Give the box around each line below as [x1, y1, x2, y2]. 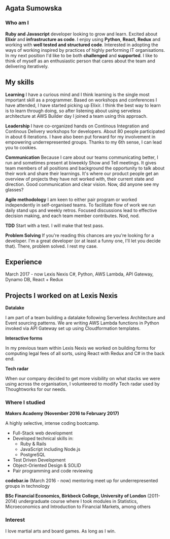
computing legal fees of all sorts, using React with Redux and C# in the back [5, 350, 165, 357]
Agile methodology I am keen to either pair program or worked [5, 196, 137, 203]
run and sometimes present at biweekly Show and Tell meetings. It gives [5, 159, 156, 165]
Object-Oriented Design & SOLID [12, 462, 81, 468]
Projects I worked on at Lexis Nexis [5, 291, 118, 300]
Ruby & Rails [20, 441, 47, 447]
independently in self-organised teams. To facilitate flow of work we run [5, 201, 156, 208]
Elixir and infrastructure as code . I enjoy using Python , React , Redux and [5, 36, 161, 42]
